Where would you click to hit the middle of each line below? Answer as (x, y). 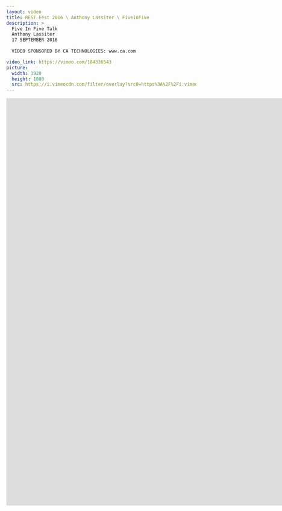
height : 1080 (28, 79)
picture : (17, 68)
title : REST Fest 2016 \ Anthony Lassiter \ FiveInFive (78, 17)
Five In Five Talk (35, 29)
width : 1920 (27, 73)
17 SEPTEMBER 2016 (35, 40)
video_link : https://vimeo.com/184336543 (59, 62)
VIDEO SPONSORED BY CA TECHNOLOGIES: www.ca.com (74, 51)
